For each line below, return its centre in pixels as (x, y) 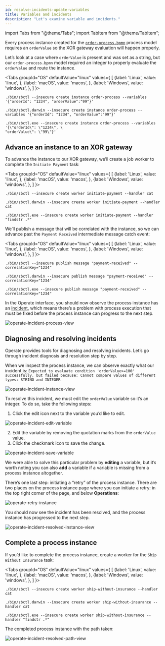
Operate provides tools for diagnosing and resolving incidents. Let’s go (77, 351)
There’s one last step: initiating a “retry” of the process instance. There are (81, 482)
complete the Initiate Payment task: (42, 165)
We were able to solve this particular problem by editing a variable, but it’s (81, 462)
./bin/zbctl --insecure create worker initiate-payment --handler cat (79, 194)
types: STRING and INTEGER (33, 380)
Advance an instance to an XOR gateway (69, 147)
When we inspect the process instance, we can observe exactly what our (80, 365)
